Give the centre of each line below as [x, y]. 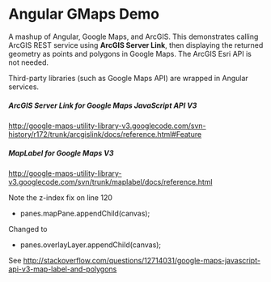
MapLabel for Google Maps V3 [61, 153]
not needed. [29, 62]
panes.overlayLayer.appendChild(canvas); [91, 245]
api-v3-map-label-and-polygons [63, 269]
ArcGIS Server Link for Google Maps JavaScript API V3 [103, 105]
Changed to [28, 229]
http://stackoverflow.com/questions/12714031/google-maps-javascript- [142, 260]
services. [23, 87]
